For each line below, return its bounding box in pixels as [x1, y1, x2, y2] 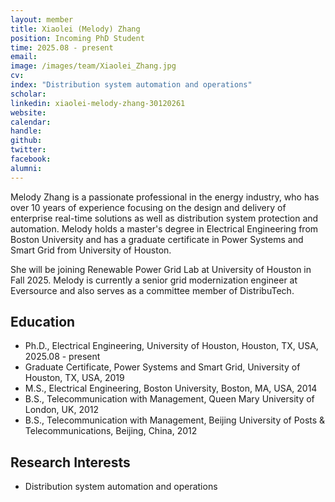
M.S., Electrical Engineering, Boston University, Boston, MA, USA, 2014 [24, 382, 318, 395]
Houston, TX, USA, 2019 [24, 372, 125, 384]
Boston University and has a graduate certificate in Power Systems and [10, 233, 304, 245]
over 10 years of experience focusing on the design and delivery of [10, 201, 287, 213]
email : [10, 52, 38, 62]
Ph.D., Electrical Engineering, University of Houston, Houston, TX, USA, [24, 340, 319, 352]
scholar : [10, 89, 47, 99]
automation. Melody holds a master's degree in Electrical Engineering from [10, 222, 319, 235]
